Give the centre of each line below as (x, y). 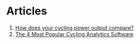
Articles (27, 11)
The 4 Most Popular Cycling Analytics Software (74, 34)
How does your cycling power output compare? (75, 28)
